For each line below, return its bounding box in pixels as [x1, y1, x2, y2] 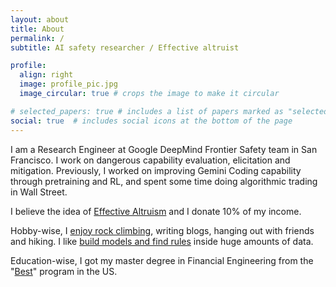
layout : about [10, 14, 70, 25]
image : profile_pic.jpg [19, 79, 118, 90]
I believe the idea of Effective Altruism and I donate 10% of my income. [10, 205, 302, 217]
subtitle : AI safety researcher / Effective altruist [10, 42, 240, 53]
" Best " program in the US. [10, 265, 118, 277]
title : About [10, 24, 65, 34]
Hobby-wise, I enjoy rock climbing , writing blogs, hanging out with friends [10, 224, 315, 236]
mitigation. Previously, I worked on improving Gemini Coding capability [10, 164, 302, 176]
